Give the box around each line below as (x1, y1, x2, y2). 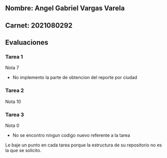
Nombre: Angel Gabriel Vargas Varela (5, 4, 125, 13)
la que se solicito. (5, 147, 42, 153)
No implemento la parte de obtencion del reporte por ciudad (12, 74, 137, 81)
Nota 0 (5, 123, 20, 129)
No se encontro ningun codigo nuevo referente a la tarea (12, 132, 130, 138)
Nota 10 (5, 98, 21, 105)
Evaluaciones (5, 38, 49, 47)
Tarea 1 (5, 53, 23, 60)
